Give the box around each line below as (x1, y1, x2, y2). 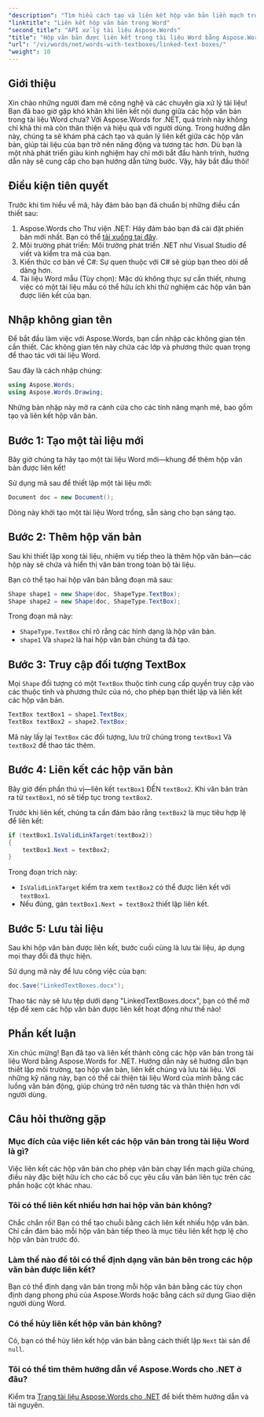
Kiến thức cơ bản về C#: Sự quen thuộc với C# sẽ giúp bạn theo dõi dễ (19, 257, 249, 266)
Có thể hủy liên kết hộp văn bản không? (8, 1318, 163, 1329)
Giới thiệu (8, 77, 57, 90)
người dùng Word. (8, 1298, 67, 1309)
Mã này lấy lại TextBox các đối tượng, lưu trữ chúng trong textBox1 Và (8, 732, 232, 741)
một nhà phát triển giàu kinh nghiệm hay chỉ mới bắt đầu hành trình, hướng (8, 148, 250, 157)
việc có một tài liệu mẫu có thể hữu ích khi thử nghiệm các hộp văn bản (19, 282, 251, 292)
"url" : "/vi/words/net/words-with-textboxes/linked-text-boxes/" (8, 41, 226, 49)
